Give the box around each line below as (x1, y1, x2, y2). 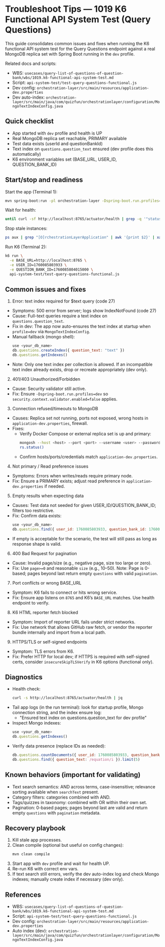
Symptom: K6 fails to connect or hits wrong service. (12, 589, 118, 595)
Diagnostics (5, 673, 43, 681)
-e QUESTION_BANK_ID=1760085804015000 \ (9, 267, 93, 272)
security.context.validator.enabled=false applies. (12, 396, 118, 402)
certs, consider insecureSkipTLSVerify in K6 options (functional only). (12, 659, 154, 665)
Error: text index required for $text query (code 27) (12, 298, 115, 304)
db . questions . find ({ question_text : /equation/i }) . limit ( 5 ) (12, 757, 140, 762)
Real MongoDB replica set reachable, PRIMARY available (12, 135, 127, 141)
